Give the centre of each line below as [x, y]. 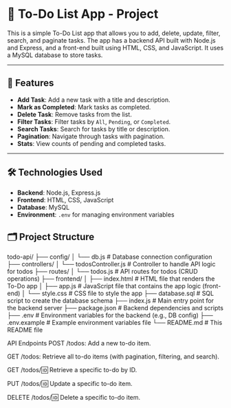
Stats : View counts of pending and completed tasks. [91, 143]
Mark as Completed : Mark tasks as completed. [84, 107]
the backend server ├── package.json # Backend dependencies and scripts [115, 308]
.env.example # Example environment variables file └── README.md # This [115, 323]
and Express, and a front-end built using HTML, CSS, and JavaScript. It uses [115, 47]
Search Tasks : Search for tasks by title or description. [93, 129]
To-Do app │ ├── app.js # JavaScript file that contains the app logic [104, 286]
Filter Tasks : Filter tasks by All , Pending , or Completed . [94, 121]
